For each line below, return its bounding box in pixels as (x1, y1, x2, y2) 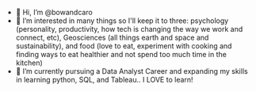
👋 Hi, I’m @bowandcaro (15, 8, 93, 17)
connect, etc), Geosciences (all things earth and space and (15, 33, 209, 42)
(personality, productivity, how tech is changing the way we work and (15, 25, 243, 33)
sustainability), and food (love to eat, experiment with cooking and (15, 41, 232, 51)
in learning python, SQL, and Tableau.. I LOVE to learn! (15, 75, 193, 84)
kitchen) (15, 58, 44, 67)
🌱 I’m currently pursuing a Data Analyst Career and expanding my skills (15, 67, 248, 75)
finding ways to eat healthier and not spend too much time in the (15, 50, 227, 59)
